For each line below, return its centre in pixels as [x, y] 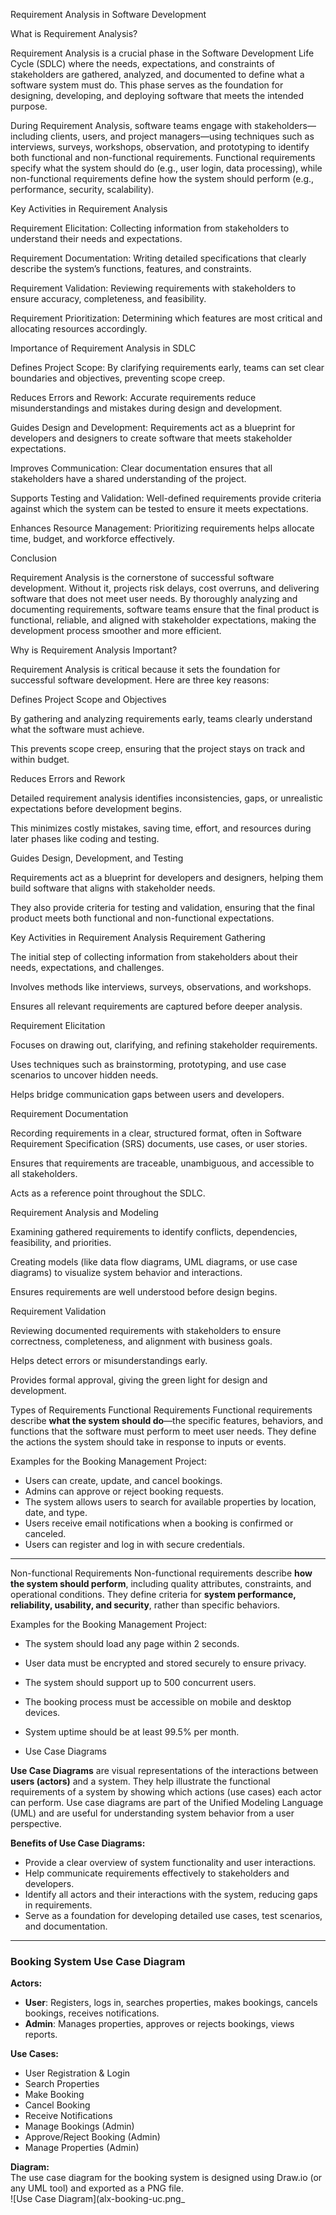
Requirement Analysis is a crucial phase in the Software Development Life [162, 53]
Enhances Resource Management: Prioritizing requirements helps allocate [162, 528]
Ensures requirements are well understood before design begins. [144, 1292]
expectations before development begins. [96, 808]
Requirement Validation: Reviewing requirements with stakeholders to [153, 288]
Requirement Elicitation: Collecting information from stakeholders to [150, 228]
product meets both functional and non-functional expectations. [142, 918]
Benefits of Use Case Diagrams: [78, 1843]
